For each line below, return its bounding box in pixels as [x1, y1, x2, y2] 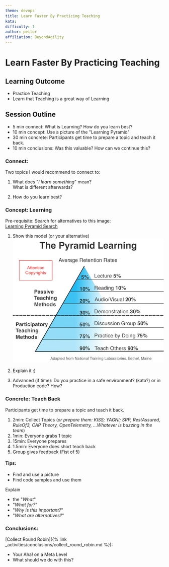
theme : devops [5, 8, 35, 13]
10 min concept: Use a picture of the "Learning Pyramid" [12, 129, 130, 135]
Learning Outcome [5, 77, 65, 86]
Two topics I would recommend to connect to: [5, 169, 101, 175]
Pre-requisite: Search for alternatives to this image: [5, 218, 111, 224]
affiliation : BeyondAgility [5, 35, 64, 40]
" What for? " [12, 502, 38, 508]
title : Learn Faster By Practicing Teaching [5, 13, 100, 19]
